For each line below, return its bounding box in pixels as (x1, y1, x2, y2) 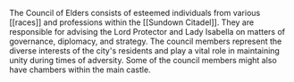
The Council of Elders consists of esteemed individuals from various (9, 8, 261, 18)
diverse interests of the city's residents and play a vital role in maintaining (9, 45, 280, 56)
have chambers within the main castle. (9, 64, 151, 75)
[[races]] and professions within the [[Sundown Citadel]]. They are (9, 17, 255, 28)
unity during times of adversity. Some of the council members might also (9, 55, 277, 65)
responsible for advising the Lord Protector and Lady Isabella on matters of (9, 27, 286, 37)
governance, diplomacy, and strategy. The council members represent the (9, 36, 282, 46)
